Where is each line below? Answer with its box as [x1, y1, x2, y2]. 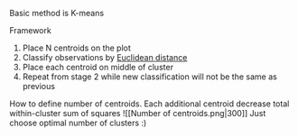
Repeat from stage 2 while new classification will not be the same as [22, 71, 277, 82]
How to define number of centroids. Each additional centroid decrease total [9, 98, 290, 109]
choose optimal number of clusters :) [9, 117, 147, 128]
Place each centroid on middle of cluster [22, 62, 174, 72]
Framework [9, 25, 51, 35]
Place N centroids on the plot [22, 42, 131, 53]
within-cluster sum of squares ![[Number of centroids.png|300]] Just [9, 108, 266, 118]
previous [22, 81, 56, 91]
